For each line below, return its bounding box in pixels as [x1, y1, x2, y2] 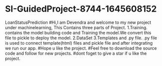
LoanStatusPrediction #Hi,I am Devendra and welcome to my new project [5, 19, 151, 25]
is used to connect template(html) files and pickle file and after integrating [5, 40, 153, 46]
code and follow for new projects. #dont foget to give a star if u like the [5, 50, 147, 56]
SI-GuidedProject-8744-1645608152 [5, 3, 157, 15]
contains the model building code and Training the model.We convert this [5, 30, 151, 35]
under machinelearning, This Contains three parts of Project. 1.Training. [5, 24, 148, 30]
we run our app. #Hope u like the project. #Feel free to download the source [5, 45, 157, 51]
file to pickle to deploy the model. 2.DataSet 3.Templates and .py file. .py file [5, 35, 157, 41]
